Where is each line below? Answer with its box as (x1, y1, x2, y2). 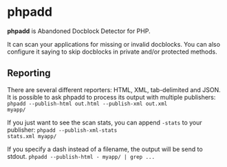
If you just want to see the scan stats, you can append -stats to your (7, 118, 203, 126)
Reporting (7, 67, 51, 79)
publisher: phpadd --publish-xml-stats (7, 125, 118, 134)
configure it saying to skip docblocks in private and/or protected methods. (7, 47, 218, 56)
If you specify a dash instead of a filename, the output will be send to (7, 145, 203, 153)
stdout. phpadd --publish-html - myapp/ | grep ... (7, 152, 155, 160)
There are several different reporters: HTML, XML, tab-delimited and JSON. (7, 85, 221, 93)
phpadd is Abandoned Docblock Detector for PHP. (7, 27, 151, 35)
